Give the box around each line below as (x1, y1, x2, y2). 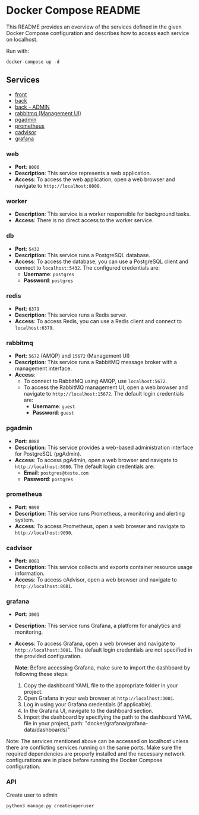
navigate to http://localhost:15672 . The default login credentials (23, 390, 184, 397)
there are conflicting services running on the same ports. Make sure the (6, 744, 182, 751)
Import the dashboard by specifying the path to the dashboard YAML (23, 713, 192, 721)
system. (14, 516, 34, 523)
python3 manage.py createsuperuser (6, 803, 94, 808)
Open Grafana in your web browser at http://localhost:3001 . (23, 694, 175, 702)
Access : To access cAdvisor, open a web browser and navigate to (14, 576, 177, 583)
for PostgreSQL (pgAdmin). (14, 450, 82, 457)
